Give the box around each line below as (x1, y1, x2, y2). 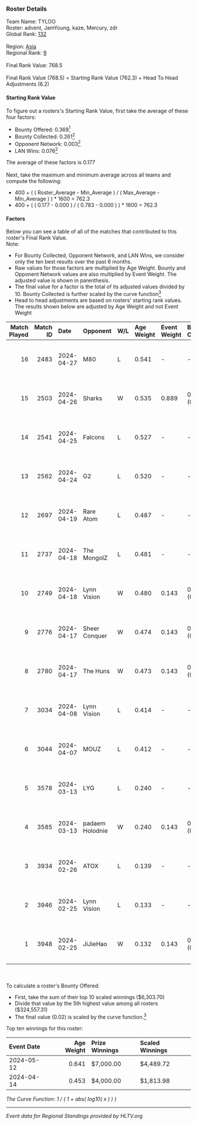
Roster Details (6, 5, 47, 13)
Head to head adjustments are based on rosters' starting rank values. (14, 297, 182, 304)
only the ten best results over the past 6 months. (14, 258, 132, 265)
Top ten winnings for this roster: (6, 1024, 83, 1031)
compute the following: (6, 178, 62, 185)
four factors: (6, 114, 36, 121)
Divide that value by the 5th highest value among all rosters (14, 1000, 158, 1007)
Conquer (83, 631, 107, 640)
